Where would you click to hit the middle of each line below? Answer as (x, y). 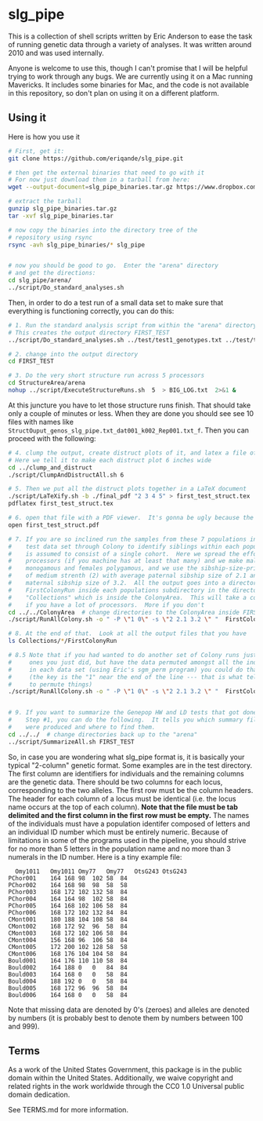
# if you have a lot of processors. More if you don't (106, 605)
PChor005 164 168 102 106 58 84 (68, 906)
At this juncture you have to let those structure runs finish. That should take (130, 405)
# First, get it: (36, 151)
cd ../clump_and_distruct (50, 467)
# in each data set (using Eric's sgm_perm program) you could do (126, 670)
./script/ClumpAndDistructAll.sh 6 (66, 475)
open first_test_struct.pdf (54, 525)
